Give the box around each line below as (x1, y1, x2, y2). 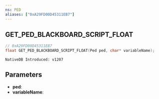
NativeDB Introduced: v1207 (5, 57, 64, 62)
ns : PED (5, 7, 21, 12)
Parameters (5, 71, 42, 79)
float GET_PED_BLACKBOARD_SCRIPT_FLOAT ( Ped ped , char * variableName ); (5, 48, 155, 53)
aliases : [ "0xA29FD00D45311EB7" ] (5, 12, 75, 17)
